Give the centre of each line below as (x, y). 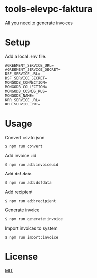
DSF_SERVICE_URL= (23, 74)
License (22, 257)
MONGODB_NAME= (20, 95)
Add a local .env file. (26, 56)
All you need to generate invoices (39, 23)
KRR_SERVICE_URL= (23, 100)
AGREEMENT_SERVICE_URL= (30, 65)
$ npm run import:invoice (32, 237)
